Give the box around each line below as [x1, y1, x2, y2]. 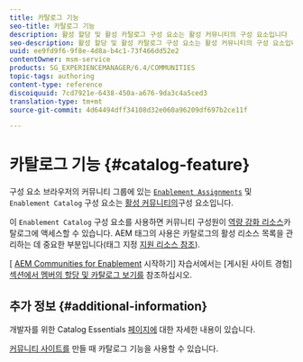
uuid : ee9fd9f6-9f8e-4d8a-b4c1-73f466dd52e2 [9, 47, 179, 56]
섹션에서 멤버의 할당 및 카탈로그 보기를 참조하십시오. [9, 269, 192, 280]
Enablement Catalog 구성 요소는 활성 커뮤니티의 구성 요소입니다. [9, 197, 234, 208]
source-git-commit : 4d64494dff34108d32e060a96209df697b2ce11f [9, 105, 248, 114]
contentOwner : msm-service [9, 55, 111, 64]
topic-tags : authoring [9, 72, 95, 81]
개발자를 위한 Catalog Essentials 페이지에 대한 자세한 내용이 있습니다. [9, 324, 256, 334]
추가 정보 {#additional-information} [9, 298, 207, 313]
